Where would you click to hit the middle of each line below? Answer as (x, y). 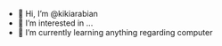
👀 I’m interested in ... (55, 23)
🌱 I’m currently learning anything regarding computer (115, 32)
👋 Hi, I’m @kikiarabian (58, 14)
